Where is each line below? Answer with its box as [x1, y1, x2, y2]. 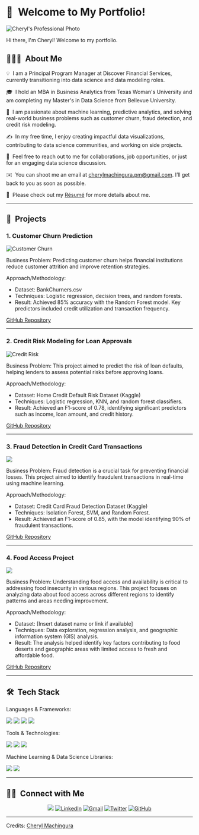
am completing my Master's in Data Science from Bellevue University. [6, 96, 176, 103]
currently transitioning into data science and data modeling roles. [6, 76, 165, 83]
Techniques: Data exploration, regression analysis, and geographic [14, 627, 178, 634]
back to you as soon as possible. [6, 180, 86, 187]
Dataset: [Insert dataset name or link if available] [14, 620, 133, 627]
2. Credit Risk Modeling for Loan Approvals [6, 337, 132, 346]
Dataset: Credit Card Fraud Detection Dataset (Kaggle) [14, 503, 148, 510]
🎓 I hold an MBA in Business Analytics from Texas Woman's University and [6, 88, 192, 95]
